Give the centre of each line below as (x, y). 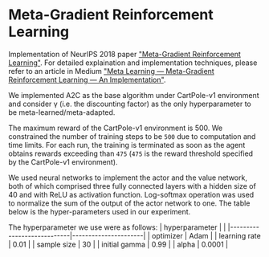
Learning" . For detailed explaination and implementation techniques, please (133, 63)
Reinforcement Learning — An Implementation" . (87, 80)
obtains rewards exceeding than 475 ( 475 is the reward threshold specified (131, 153)
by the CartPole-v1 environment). (63, 161)
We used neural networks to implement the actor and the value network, (128, 177)
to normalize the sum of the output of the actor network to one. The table (129, 203)
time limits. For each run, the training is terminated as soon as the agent (127, 145)
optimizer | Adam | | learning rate (206, 235)
